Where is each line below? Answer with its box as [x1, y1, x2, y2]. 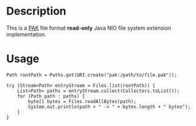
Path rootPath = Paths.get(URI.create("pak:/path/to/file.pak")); [6, 71, 177, 78]
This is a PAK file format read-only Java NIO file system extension [6, 24, 171, 31]
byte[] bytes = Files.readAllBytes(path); [28, 98, 137, 104]
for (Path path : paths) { [17, 93, 85, 99]
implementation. [6, 30, 47, 38]
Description [6, 4, 67, 18]
